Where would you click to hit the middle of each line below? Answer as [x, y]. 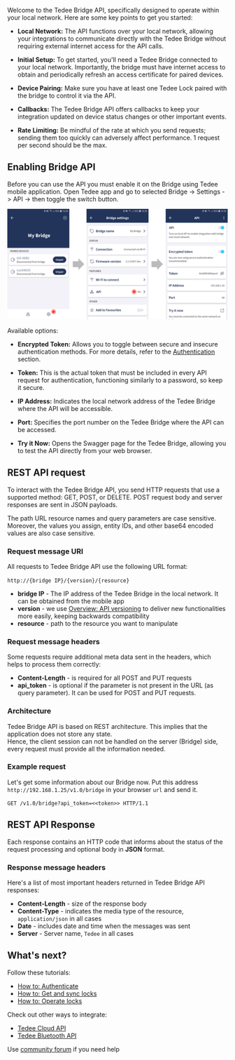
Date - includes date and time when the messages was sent [104, 926]
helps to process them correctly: [54, 664]
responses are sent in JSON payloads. [62, 504]
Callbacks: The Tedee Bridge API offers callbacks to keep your [108, 109]
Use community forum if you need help [64, 1049]
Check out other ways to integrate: [57, 1014]
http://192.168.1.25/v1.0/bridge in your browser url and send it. [102, 789]
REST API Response [51, 825]
